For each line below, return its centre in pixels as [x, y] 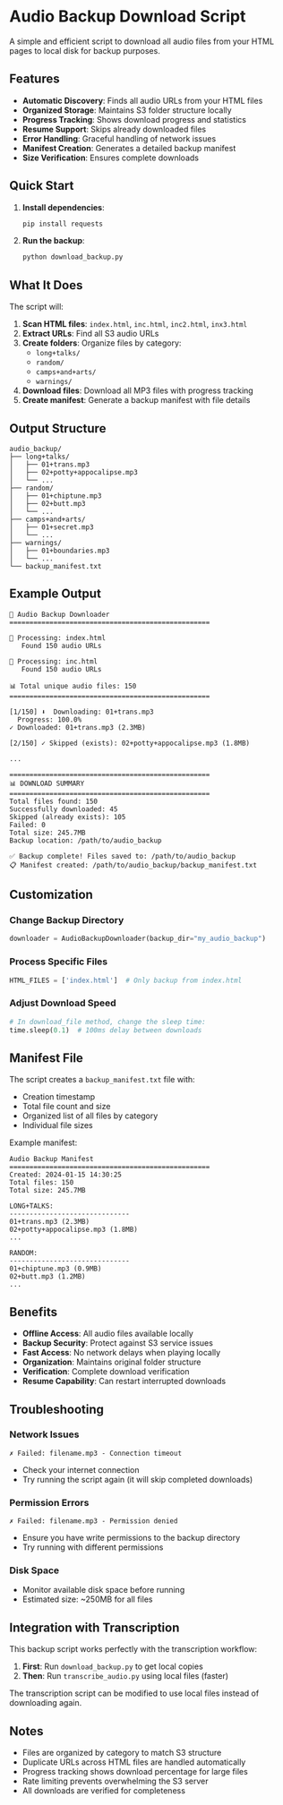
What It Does [46, 285]
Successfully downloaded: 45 [64, 809]
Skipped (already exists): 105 [68, 817]
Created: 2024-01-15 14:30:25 [66, 1175]
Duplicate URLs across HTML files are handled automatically [134, 1762]
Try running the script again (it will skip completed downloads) [137, 1479]
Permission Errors [49, 1502]
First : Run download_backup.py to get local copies [112, 1666]
